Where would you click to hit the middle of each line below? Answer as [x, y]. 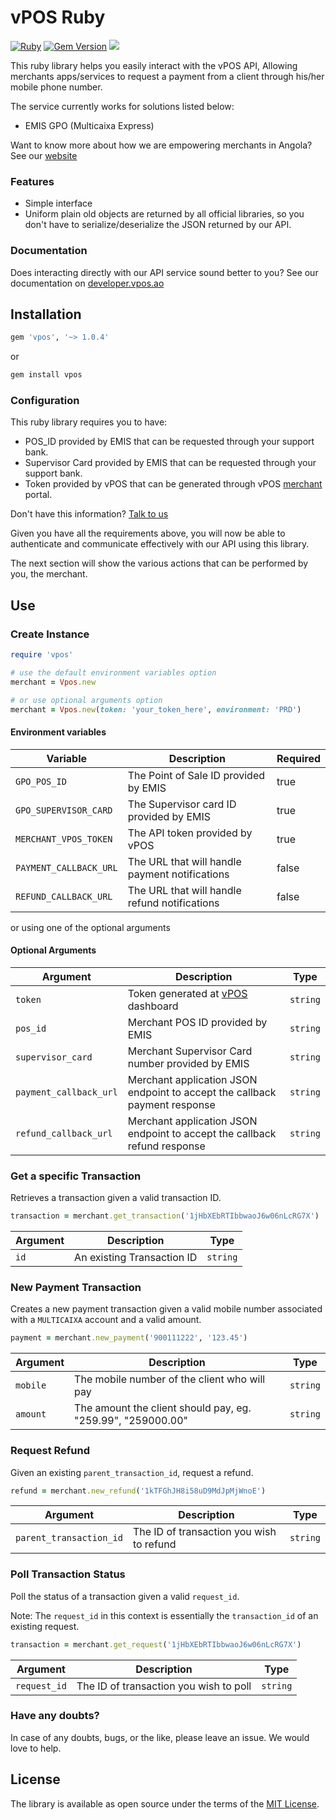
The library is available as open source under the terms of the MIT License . [165, 1803]
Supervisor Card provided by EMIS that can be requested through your [170, 463]
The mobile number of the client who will [170, 1379]
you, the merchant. [49, 574]
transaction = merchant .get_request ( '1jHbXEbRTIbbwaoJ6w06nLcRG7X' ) [156, 1644]
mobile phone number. [56, 87]
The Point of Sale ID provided [196, 775]
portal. [38, 495]
